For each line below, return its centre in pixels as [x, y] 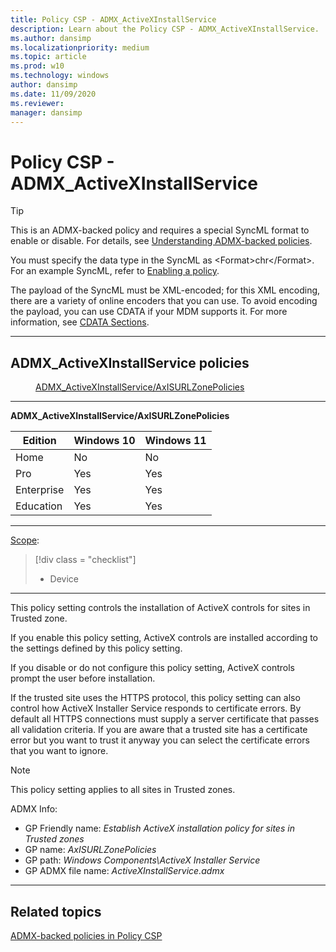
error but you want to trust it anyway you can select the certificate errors [160, 740]
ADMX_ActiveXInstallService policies [130, 362]
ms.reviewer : [37, 103]
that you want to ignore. [59, 751]
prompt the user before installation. [83, 678]
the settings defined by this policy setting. [96, 648]
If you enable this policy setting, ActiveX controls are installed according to [164, 638]
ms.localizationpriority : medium [80, 47]
